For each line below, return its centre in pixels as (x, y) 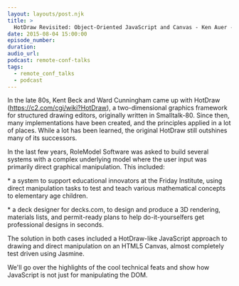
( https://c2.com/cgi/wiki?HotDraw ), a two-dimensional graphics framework (117, 108)
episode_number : (31, 41)
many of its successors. (42, 138)
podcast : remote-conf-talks (49, 60)
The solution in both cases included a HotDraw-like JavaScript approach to (117, 238)
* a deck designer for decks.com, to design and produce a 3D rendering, (114, 210)
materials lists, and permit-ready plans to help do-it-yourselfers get (106, 217)
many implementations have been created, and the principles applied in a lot (119, 123)
